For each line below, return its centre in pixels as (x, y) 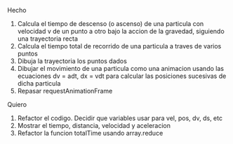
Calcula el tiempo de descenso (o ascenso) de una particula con (111, 24)
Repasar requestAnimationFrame (65, 91)
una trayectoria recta (48, 39)
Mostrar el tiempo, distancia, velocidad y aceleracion (94, 125)
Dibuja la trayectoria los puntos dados (72, 61)
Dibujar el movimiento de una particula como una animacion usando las (121, 68)
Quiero (17, 104)
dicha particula (39, 83)
